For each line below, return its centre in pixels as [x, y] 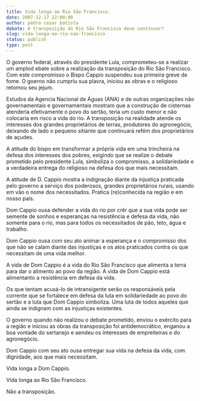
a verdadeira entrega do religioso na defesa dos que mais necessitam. [93, 167]
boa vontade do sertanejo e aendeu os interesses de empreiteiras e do [93, 332]
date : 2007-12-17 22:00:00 [40, 17]
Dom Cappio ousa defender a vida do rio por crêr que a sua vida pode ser [97, 210]
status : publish [26, 39]
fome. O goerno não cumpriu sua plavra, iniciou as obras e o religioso [92, 81]
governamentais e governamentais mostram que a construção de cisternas [99, 105]
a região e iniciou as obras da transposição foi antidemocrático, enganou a [98, 326]
